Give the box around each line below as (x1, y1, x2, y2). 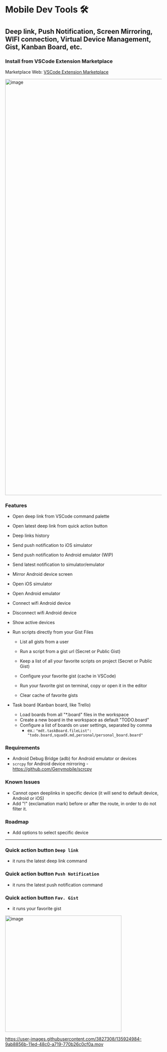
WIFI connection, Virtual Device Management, (5, 35, 151, 43)
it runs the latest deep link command (12, 858, 87, 864)
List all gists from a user (19, 639, 69, 645)
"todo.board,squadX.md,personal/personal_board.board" (27, 733, 143, 738)
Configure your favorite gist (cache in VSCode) (19, 673, 116, 679)
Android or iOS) (12, 795, 45, 801)
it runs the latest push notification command (12, 882, 103, 888)
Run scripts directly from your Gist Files (12, 629, 93, 635)
